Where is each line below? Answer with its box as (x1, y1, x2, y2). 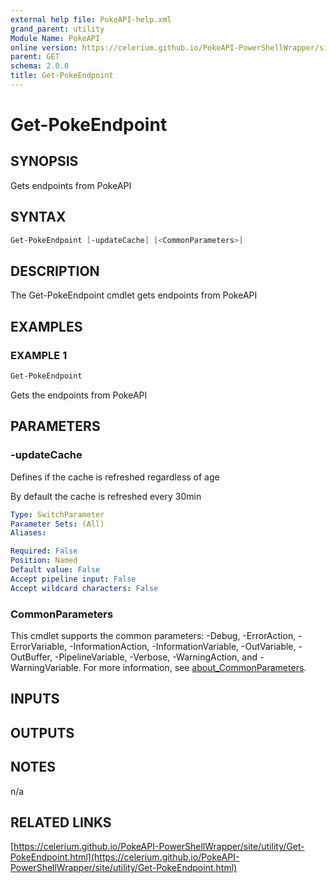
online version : (10, 42, 78, 53)
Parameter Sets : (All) (10, 519, 105, 529)
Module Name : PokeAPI (10, 33, 101, 43)
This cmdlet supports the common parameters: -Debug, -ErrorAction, (10, 629, 297, 641)
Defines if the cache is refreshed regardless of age (10, 471, 220, 483)
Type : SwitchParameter (10, 509, 105, 520)
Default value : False (10, 565, 101, 575)
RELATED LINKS (10, 814, 112, 831)
